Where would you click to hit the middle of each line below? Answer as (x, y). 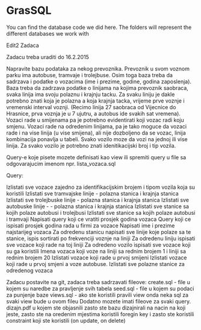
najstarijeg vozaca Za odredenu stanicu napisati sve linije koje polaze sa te (99, 232)
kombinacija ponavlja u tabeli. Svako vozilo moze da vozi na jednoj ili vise (97, 139)
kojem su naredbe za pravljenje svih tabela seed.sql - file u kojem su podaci (100, 288)
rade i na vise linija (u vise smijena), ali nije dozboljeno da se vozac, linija (96, 133)
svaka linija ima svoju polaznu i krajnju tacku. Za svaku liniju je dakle (91, 94)
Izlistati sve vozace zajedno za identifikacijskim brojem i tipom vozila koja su (101, 187)
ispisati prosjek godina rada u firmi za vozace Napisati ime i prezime (91, 225)
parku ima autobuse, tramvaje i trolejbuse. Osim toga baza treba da (90, 75)
